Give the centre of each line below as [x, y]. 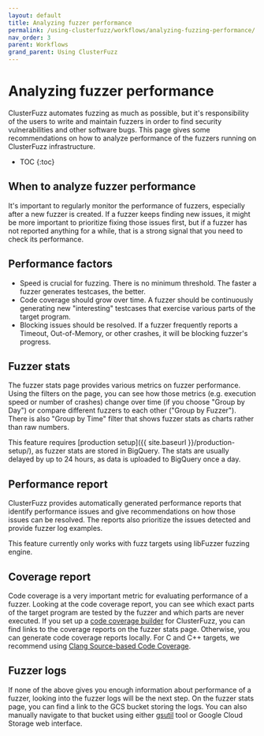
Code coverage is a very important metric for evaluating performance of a [128, 596]
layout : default [35, 15]
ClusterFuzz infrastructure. [52, 146]
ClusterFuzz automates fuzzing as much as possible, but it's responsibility [129, 113]
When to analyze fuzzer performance [102, 187]
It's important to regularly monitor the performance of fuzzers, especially [127, 205]
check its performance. [46, 239]
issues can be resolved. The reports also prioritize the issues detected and [129, 520]
